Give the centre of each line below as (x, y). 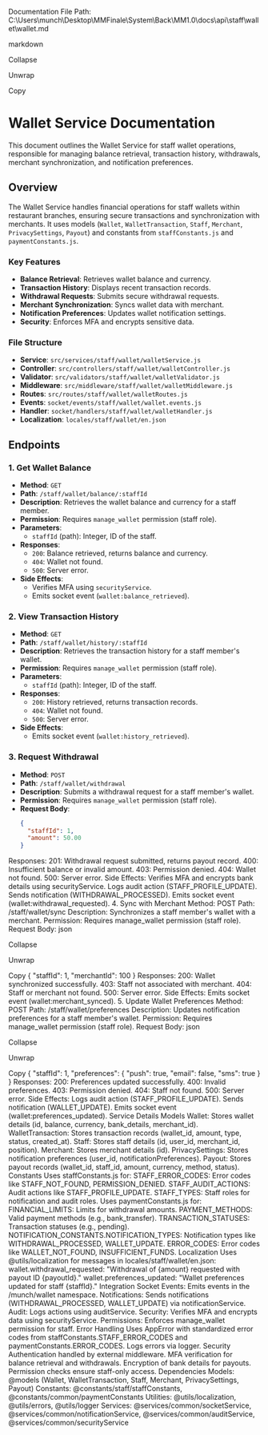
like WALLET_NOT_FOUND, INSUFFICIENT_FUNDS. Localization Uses (123, 1252)
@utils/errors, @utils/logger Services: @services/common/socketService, (130, 1405)
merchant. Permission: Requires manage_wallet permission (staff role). (125, 920)
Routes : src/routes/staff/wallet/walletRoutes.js (104, 394)
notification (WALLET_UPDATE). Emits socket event (93, 1108)
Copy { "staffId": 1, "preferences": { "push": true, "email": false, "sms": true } (134, 1073)
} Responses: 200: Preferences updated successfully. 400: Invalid (117, 1082)
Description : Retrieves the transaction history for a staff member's (130, 651)
